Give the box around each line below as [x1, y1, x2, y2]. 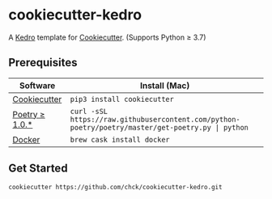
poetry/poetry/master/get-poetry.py [70, 123, 212, 132]
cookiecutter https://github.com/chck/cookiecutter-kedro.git [8, 183, 223, 191]
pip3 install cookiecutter [70, 95, 174, 104]
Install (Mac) [140, 79, 190, 91]
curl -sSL [70, 107, 108, 116]
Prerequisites [8, 56, 78, 70]
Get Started [8, 162, 68, 176]
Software [19, 79, 56, 91]
